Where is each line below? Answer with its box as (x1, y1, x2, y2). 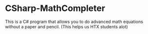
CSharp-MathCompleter (5, 3, 106, 14)
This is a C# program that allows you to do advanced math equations (5, 19, 144, 24)
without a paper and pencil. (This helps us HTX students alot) (5, 23, 128, 29)
